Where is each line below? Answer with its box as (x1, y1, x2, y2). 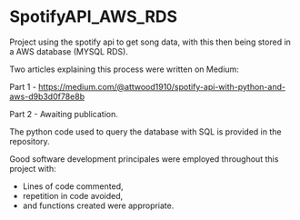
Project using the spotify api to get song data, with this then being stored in (9, 36, 291, 47)
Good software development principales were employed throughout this (9, 153, 279, 165)
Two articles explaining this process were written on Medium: (9, 64, 239, 75)
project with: (9, 163, 56, 174)
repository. (9, 135, 50, 146)
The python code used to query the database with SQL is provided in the (9, 125, 282, 137)
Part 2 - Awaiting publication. (9, 108, 118, 119)
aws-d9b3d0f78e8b (9, 91, 85, 102)
